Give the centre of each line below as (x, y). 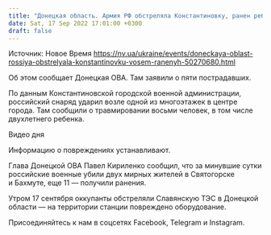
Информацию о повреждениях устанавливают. (90, 150)
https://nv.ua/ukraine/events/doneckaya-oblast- (173, 54)
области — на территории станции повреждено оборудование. (117, 207)
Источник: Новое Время (50, 54)
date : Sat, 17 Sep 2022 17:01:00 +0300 (75, 23)
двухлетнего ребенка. (46, 119)
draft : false (30, 31)
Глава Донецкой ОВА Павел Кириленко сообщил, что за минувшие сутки (135, 166)
